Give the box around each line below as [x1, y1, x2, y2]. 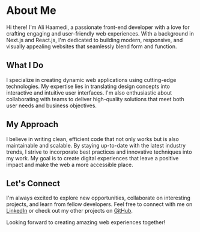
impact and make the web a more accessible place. [6, 161, 133, 168]
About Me [6, 4, 56, 17]
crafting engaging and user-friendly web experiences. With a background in [6, 30, 194, 37]
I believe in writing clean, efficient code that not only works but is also [6, 135, 179, 142]
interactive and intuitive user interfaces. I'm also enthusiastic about [6, 89, 172, 96]
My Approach [6, 119, 59, 130]
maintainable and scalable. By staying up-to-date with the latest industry [6, 142, 186, 149]
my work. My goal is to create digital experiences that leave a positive [6, 154, 179, 161]
